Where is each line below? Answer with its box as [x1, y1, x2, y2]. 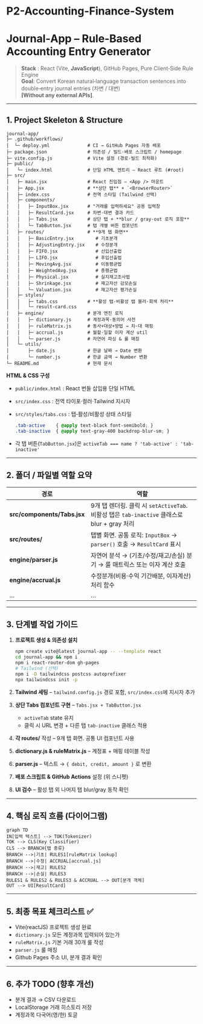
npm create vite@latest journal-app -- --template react [14, 649, 162, 655]
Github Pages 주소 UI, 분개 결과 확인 [14, 954, 103, 961]
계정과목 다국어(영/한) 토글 [14, 1011, 78, 1018]
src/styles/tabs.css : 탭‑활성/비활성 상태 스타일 [14, 410, 132, 418]
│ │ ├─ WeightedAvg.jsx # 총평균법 [6, 267, 118, 273]
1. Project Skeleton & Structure [6, 115, 123, 125]
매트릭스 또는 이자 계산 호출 [112, 560, 186, 569]
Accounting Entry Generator [6, 45, 151, 59]
